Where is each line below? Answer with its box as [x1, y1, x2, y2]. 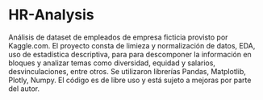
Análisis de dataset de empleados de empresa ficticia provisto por [8, 32, 228, 42]
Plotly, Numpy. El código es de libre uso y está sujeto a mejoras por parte [8, 75, 252, 85]
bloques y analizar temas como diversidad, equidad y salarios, [8, 58, 216, 68]
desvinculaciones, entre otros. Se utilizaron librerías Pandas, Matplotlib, [8, 66, 246, 76]
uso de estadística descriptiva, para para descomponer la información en [8, 49, 252, 59]
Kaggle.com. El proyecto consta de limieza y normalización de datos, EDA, [8, 40, 256, 50]
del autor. [8, 83, 40, 94]
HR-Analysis [8, 6, 94, 24]
